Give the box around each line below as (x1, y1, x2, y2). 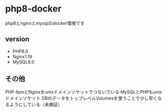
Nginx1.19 (12, 53, 33, 59)
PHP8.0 (12, 48, 29, 54)
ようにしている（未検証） (9, 101, 63, 107)
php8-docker (5, 3, 62, 14)
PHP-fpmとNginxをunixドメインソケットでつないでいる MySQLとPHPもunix (5, 88, 162, 95)
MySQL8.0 (12, 58, 35, 65)
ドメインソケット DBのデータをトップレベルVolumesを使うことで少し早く (5, 95, 158, 101)
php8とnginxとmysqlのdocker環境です (5, 20, 85, 26)
